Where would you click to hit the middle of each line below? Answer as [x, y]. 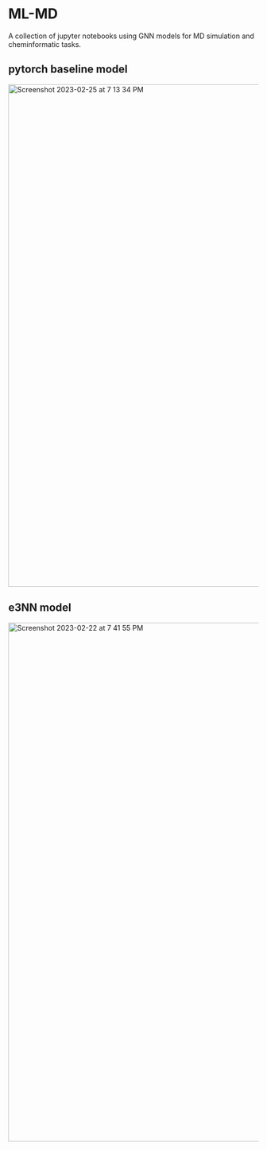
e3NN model [40, 608]
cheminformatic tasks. [45, 44]
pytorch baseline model [68, 70]
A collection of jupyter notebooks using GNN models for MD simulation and [131, 36]
